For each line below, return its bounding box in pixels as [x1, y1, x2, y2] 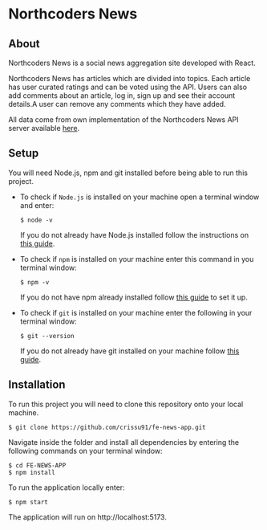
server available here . [8, 124, 80, 132]
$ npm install [8, 468, 56, 476]
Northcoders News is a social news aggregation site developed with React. [8, 58, 257, 67]
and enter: [19, 200, 55, 210]
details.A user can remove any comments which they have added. [8, 100, 226, 108]
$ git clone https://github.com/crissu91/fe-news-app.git [8, 423, 206, 431]
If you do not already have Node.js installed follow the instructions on [19, 230, 249, 239]
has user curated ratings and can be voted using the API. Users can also [8, 82, 247, 92]
